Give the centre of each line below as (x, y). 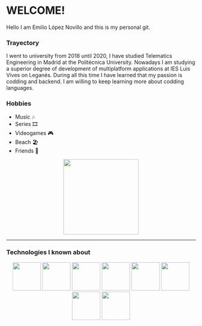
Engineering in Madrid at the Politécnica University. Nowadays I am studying (101, 62)
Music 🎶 (25, 117)
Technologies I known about (48, 252)
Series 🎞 (26, 124)
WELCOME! (35, 11)
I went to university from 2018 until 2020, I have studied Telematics (89, 56)
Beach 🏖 (27, 142)
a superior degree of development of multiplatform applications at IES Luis (98, 69)
